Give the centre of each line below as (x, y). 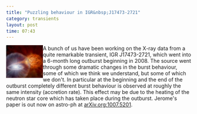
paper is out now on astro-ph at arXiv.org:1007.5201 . (69, 105)
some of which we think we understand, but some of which (115, 73)
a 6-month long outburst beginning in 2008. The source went (117, 61)
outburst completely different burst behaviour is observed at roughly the (94, 86)
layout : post (22, 25)
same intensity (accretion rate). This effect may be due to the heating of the (98, 92)
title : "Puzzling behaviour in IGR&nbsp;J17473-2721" (74, 12)
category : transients (33, 19)
